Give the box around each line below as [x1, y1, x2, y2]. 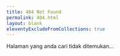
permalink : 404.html [6, 15, 59, 21]
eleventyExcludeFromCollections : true [6, 26, 105, 32]
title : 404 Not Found [6, 9, 62, 15]
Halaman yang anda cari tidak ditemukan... [6, 43, 114, 50]
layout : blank [6, 20, 43, 26]
